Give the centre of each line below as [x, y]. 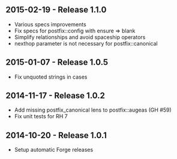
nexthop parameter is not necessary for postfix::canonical [86, 43]
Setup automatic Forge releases [54, 150]
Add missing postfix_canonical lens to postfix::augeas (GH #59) [93, 110]
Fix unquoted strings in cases [51, 77]
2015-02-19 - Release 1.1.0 [56, 10]
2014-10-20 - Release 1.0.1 [56, 135]
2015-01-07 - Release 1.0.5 [57, 62]
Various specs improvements [50, 24]
